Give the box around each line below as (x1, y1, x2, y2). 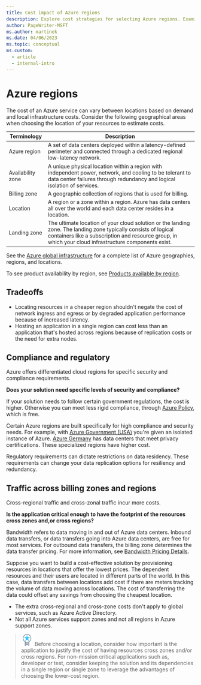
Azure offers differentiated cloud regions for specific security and (6, 368, 168, 375)
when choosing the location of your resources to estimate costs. (6, 119, 165, 127)
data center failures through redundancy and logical (47, 175, 175, 182)
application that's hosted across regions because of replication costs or (14, 329, 192, 336)
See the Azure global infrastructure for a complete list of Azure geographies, (6, 252, 195, 259)
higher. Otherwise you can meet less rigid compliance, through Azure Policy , (6, 404, 195, 411)
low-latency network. (47, 154, 101, 161)
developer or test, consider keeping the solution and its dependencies (20, 660, 194, 667)
